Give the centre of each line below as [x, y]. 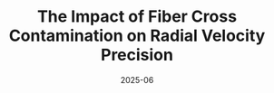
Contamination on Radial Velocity [137, 36]
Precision [137, 55]
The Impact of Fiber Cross [137, 17]
